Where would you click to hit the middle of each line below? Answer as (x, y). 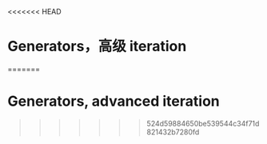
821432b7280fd (173, 132)
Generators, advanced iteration (114, 101)
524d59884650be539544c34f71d (203, 123)
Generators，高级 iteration (97, 46)
